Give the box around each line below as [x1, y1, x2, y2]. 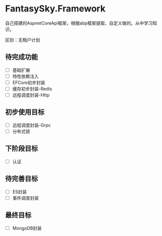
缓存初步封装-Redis [12, 86, 52, 92]
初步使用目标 [5, 108, 45, 117]
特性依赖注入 [12, 73, 39, 79]
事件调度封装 [12, 195, 39, 201]
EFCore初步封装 [12, 79, 46, 85]
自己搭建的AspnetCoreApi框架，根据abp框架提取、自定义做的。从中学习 [5, 20, 153, 26]
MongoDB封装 [12, 225, 42, 231]
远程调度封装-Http [12, 92, 50, 98]
